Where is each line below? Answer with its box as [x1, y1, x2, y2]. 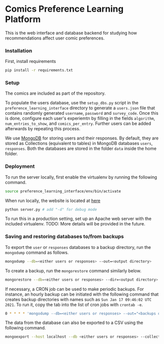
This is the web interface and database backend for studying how [5, 30, 137, 36]
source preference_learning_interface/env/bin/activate [5, 189, 121, 194]
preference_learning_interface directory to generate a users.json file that [5, 105, 155, 111]
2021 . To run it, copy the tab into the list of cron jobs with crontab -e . [5, 302, 143, 307]
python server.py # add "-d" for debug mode [5, 207, 97, 212]
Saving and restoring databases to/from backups [5, 233, 124, 240]
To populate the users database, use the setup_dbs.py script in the [5, 100, 139, 106]
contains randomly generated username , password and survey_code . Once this [5, 110, 159, 116]
